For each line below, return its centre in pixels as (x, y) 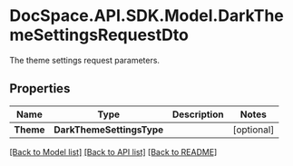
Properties (40, 88)
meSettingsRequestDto (99, 35)
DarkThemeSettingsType (109, 130)
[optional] (254, 130)
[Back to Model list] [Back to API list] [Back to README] (113, 151)
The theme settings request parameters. (85, 60)
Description (198, 114)
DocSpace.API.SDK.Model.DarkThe (146, 16)
